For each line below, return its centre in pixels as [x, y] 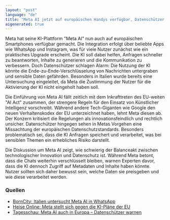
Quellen [15, 190]
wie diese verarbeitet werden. [36, 177]
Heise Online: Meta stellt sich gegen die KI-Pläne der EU [71, 207]
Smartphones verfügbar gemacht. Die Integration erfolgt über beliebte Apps [84, 44]
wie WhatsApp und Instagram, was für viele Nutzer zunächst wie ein [77, 49]
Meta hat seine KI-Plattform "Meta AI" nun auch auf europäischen [74, 39]
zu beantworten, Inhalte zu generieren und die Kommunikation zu [74, 60]
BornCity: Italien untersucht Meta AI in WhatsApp [64, 201]
